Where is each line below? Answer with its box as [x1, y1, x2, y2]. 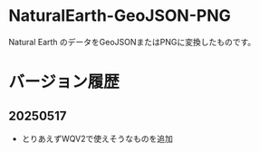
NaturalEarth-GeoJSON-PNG [8, 5, 232, 26]
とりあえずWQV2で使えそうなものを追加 [21, 133, 174, 144]
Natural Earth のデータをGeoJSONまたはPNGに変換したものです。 [8, 36, 256, 47]
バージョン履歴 [8, 71, 120, 92]
